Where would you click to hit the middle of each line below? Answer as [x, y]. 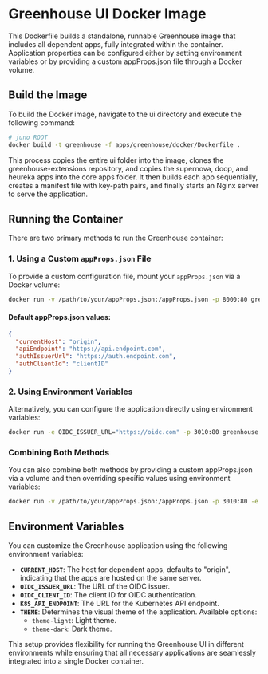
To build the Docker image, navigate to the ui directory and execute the [125, 114]
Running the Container [66, 219]
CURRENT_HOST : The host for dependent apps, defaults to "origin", [125, 570]
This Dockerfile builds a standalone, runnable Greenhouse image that [122, 36]
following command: [42, 122]
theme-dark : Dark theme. [72, 629]
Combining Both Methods [59, 453]
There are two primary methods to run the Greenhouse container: [116, 238]
